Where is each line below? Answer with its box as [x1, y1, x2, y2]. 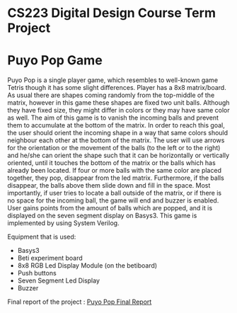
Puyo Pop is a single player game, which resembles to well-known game [7, 76, 218, 84]
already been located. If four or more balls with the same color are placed [7, 166, 221, 175]
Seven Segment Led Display [17, 276, 100, 285]
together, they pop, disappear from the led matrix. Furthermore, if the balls [7, 173, 224, 182]
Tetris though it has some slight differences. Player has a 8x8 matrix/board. [7, 84, 226, 92]
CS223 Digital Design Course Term [7, 5, 216, 21]
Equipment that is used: [7, 232, 76, 241]
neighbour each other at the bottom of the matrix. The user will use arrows [7, 136, 225, 144]
